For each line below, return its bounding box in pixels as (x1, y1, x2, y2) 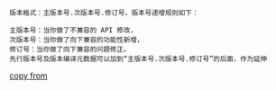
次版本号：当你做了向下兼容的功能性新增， (9, 35, 144, 44)
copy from (9, 70, 48, 81)
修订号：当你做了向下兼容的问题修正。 (9, 45, 131, 54)
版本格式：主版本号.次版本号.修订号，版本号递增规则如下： (9, 8, 199, 17)
